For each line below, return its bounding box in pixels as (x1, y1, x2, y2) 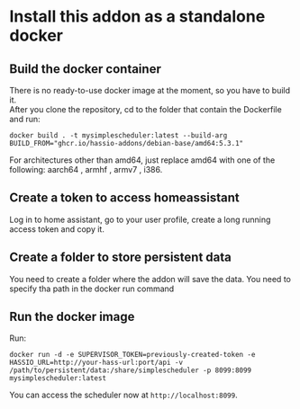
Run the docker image (9, 309, 135, 325)
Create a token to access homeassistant (9, 191, 241, 206)
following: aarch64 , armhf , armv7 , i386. (9, 164, 163, 174)
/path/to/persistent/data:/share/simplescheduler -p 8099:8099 (9, 366, 252, 375)
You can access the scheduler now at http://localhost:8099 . (9, 389, 238, 401)
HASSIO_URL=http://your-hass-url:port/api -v (9, 358, 183, 368)
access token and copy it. (9, 223, 105, 235)
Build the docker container (9, 61, 162, 76)
